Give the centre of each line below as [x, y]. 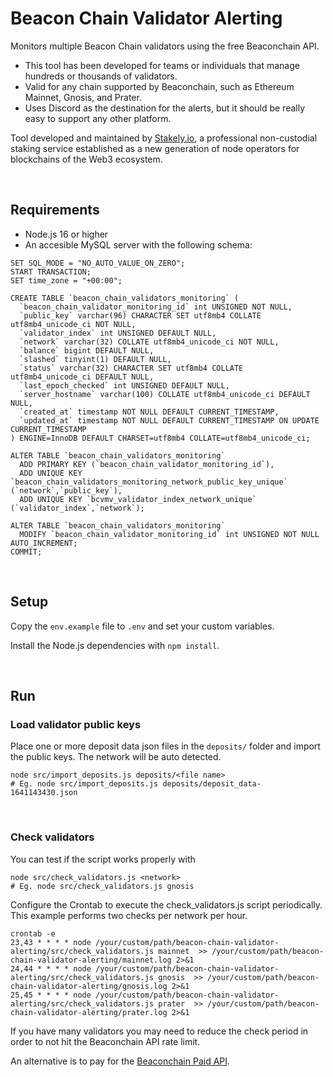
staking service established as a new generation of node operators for [155, 148]
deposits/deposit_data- [212, 784]
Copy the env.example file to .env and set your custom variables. [142, 626]
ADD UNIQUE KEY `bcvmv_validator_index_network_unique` [138, 499]
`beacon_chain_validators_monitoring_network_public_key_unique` [149, 482]
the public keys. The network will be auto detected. [116, 757]
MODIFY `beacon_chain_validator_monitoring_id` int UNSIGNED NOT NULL [169, 534]
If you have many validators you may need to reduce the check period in [159, 1031]
